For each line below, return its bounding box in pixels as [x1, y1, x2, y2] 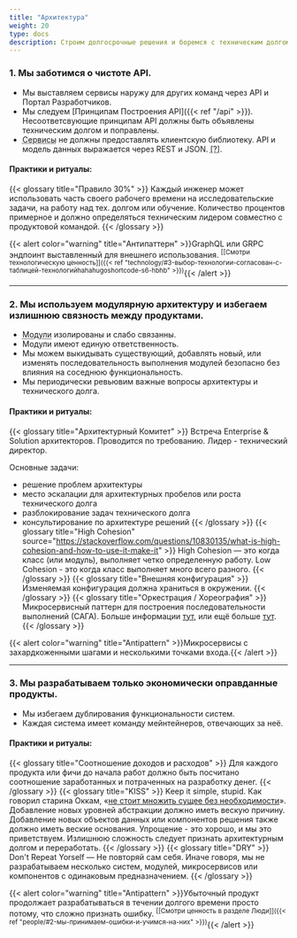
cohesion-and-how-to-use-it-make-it [21, 545, 159, 555]
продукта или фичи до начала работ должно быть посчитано [9, 767, 240, 778]
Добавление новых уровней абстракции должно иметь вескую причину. [9, 805, 286, 816]
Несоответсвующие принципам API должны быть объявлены [21, 115, 255, 126]
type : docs [9, 29, 49, 38]
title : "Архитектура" [9, 12, 89, 22]
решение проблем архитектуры [21, 479, 143, 490]
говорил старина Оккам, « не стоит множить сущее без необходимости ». [9, 795, 287, 806]
